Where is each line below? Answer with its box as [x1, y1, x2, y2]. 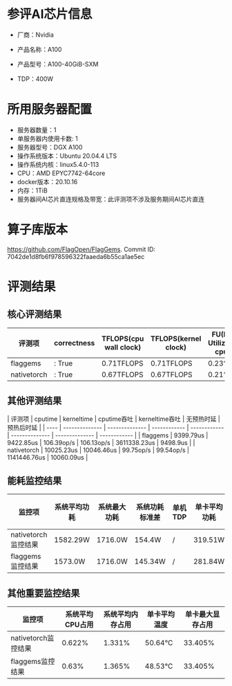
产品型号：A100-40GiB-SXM [17, 60, 99, 68]
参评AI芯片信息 [7, 6, 93, 22]
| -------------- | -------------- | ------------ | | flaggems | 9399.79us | [7, 431, 209, 440]
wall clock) [104, 342, 142, 352]
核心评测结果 [7, 309, 62, 321]
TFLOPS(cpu [101, 334, 144, 343]
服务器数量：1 [17, 125, 57, 134]
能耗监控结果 [7, 475, 62, 487]
